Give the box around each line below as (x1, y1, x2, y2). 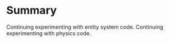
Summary (6, 4, 57, 17)
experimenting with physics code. (6, 29, 92, 36)
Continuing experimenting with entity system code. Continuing (6, 23, 164, 30)
